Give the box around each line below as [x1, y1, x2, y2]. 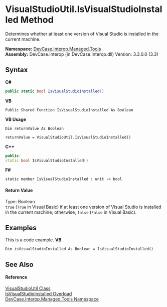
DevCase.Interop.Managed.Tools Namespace [5, 296, 99, 302]
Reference [5, 274, 28, 280]
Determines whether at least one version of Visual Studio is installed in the [5, 31, 159, 37]
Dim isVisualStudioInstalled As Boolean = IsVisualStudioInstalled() [5, 247, 154, 252]
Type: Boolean [5, 198, 35, 204]
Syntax [5, 66, 28, 74]
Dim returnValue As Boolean [5, 126, 64, 131]
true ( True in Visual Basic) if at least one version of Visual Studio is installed [5, 204, 161, 210]
